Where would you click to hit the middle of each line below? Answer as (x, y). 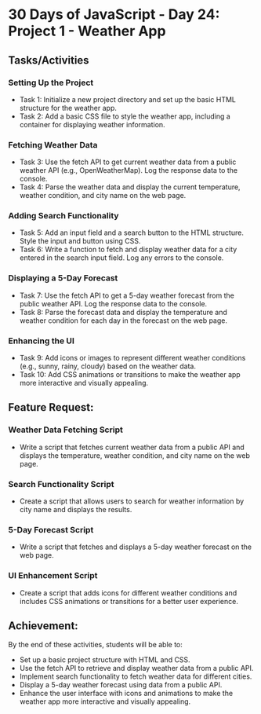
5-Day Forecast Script (51, 529)
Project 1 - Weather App (87, 31)
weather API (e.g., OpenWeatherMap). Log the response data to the (128, 170)
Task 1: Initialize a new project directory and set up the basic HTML (128, 99)
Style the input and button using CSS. (80, 241)
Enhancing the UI (41, 341)
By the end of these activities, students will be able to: (95, 645)
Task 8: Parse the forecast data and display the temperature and (123, 312)
